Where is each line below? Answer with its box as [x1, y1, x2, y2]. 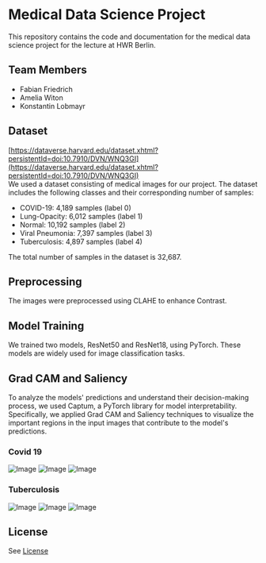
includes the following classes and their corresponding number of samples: [8, 187, 254, 197]
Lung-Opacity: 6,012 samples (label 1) [19, 211, 143, 221]
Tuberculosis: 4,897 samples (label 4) [19, 237, 142, 246]
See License [8, 546, 49, 556]
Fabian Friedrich [19, 84, 74, 94]
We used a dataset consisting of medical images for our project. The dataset [8, 179, 258, 188]
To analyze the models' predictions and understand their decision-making [8, 393, 249, 402]
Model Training [8, 319, 85, 333]
